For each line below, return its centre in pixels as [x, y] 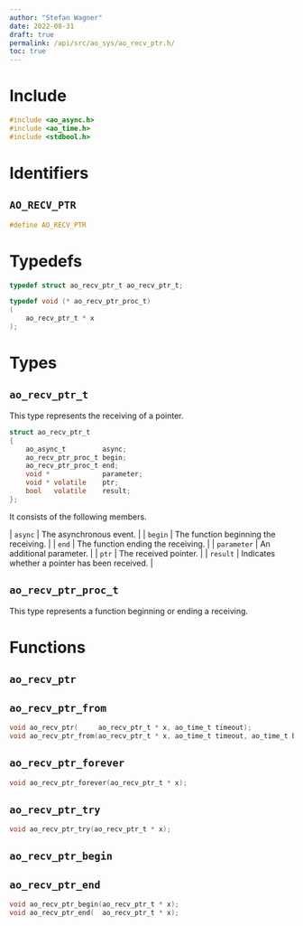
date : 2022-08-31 [42, 26]
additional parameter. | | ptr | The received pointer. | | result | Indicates [142, 553]
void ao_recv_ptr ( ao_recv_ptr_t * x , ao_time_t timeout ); [131, 727]
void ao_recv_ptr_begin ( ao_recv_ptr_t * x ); [94, 904]
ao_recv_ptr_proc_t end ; [72, 466]
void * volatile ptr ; [72, 483]
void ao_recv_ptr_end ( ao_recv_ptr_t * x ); [94, 913]
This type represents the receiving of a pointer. [96, 416]
